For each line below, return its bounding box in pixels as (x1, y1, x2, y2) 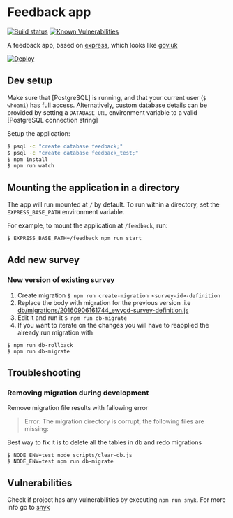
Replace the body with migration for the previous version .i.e (17, 298, 191, 307)
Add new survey (7, 254, 80, 266)
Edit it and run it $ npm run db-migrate (17, 313, 128, 322)
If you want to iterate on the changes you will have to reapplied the (17, 321, 209, 329)
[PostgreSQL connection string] (7, 115, 98, 124)
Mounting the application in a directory (7, 181, 180, 193)
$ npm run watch (7, 162, 54, 169)
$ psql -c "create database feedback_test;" (7, 149, 139, 156)
